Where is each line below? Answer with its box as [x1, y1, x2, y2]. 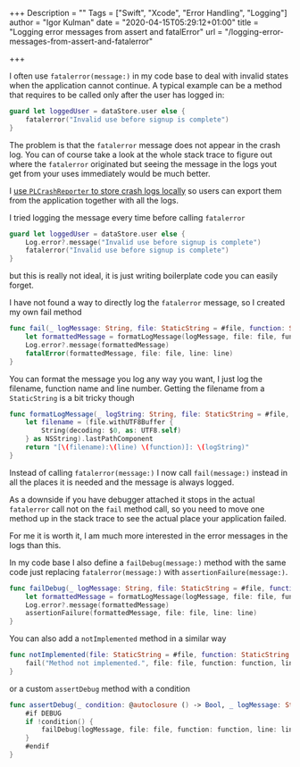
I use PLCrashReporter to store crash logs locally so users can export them [9, 185, 282, 196]
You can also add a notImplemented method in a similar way [9, 633, 227, 644]
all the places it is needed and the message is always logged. [9, 477, 235, 488]
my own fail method [9, 307, 82, 318]
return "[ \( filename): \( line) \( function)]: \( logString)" [25, 443, 250, 452]
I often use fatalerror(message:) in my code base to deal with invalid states [9, 71, 288, 81]
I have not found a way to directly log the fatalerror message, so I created [9, 297, 286, 308]
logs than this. [9, 539, 62, 550]
